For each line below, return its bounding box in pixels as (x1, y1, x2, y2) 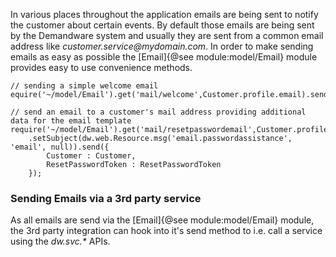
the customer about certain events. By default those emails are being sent (10, 19, 315, 31)
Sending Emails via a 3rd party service (10, 191, 202, 205)
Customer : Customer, (46, 151, 137, 161)
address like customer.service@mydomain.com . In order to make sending (10, 40, 314, 52)
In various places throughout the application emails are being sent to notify (10, 9, 319, 20)
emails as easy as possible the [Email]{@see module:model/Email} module (10, 51, 318, 63)
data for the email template (10, 116, 132, 126)
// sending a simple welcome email (10, 81, 159, 91)
